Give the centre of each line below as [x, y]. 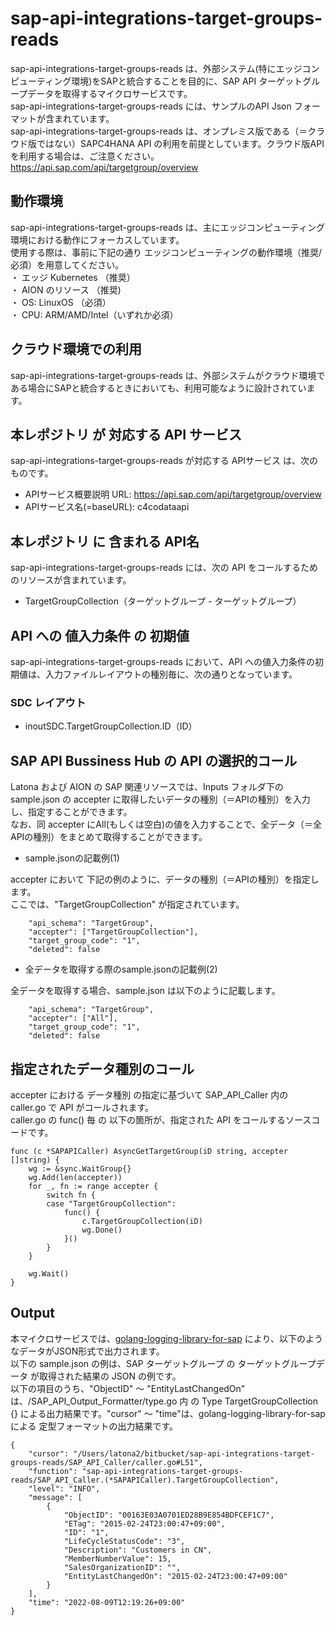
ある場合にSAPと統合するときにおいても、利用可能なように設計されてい [158, 388]
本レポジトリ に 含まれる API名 [105, 541]
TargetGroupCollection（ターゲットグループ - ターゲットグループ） [163, 601]
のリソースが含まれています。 [71, 580]
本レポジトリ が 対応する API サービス [126, 434]
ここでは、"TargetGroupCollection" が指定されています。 [127, 904]
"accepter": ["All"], [73, 1018]
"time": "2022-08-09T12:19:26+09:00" [107, 1602]
